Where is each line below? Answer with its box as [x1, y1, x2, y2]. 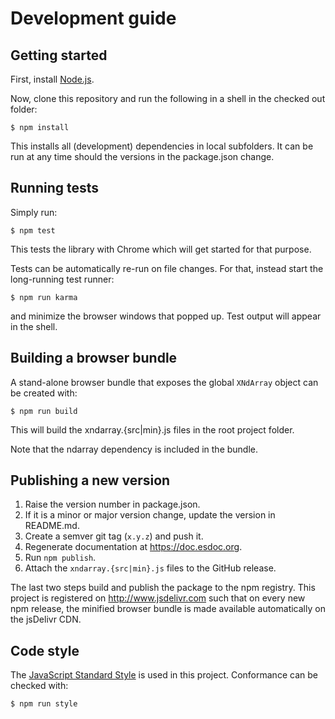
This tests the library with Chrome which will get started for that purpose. [10, 243, 312, 255]
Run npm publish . [24, 552, 97, 564]
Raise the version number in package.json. [24, 498, 201, 511]
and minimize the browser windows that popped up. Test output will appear [10, 310, 322, 322]
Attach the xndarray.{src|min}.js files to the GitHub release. [24, 562, 277, 574]
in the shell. [10, 320, 58, 332]
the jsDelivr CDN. [10, 613, 82, 626]
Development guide [10, 7, 177, 30]
